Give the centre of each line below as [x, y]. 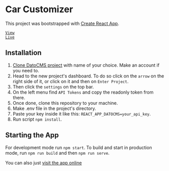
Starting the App [32, 135]
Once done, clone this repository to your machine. [65, 103]
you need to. [26, 70]
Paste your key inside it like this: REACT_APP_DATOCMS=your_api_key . [82, 113]
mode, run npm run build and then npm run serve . [58, 153]
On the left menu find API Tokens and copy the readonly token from [83, 92]
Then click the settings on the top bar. [53, 87]
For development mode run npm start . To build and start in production [79, 147]
